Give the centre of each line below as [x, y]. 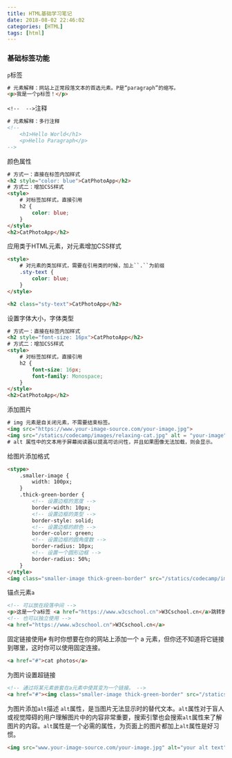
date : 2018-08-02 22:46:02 [46, 20]
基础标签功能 [29, 58]
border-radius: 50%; [61, 559]
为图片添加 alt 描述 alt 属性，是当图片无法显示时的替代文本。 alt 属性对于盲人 [116, 708]
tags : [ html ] [26, 33]
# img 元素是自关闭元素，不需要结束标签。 [60, 423]
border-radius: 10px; [63, 546]
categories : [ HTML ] [35, 26]
